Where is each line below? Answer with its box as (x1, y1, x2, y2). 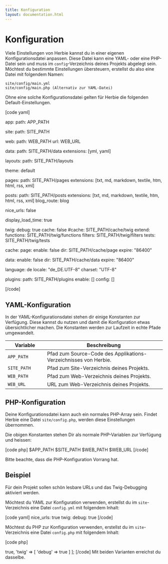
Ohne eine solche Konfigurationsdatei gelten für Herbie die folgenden (5, 94, 148, 100)
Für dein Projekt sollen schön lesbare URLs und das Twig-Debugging (5, 484, 147, 490)
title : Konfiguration (5, 7, 50, 13)
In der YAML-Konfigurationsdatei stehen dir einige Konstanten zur (5, 314, 140, 320)
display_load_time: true (5, 217, 52, 223)
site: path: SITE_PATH (5, 129, 50, 135)
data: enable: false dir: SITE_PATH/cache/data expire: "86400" (5, 257, 134, 263)
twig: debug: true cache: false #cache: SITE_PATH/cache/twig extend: (5, 227, 150, 233)
